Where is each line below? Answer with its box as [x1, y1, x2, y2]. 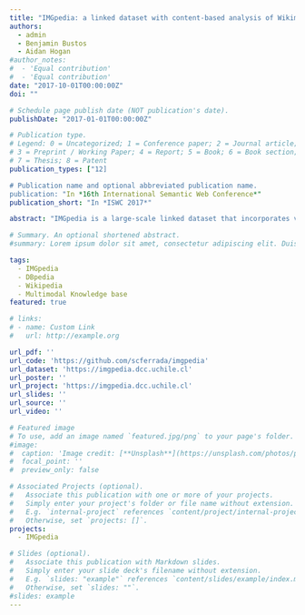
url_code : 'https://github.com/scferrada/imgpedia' [9, 356, 209, 365]
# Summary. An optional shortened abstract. [9, 231, 181, 240]
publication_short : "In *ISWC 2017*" [9, 197, 152, 207]
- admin [17, 30, 47, 39]
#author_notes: [9, 55, 67, 65]
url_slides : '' [9, 390, 67, 399]
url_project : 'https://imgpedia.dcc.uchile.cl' [9, 381, 193, 391]
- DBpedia [17, 272, 54, 282]
